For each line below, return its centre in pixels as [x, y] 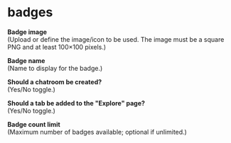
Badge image [27, 32]
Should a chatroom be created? [55, 81]
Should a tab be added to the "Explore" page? [76, 103]
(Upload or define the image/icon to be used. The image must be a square [116, 39]
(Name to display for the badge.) [55, 68]
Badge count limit [34, 124]
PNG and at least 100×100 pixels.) [57, 47]
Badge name [26, 60]
